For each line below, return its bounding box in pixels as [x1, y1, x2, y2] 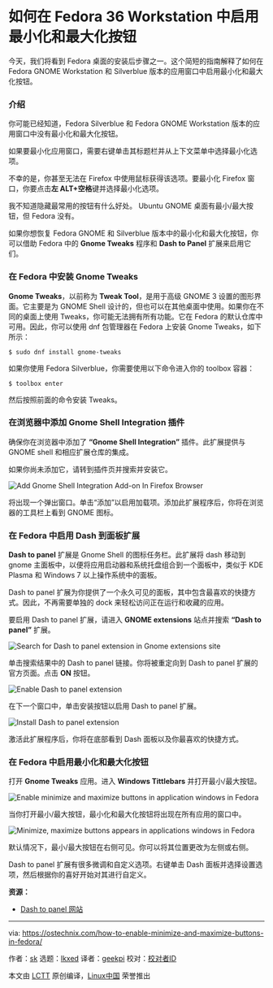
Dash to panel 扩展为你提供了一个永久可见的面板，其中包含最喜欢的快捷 [8, 587, 249, 597]
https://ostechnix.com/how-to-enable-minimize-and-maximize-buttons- [22, 928, 264, 938]
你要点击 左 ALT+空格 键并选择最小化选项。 [22, 184, 164, 193]
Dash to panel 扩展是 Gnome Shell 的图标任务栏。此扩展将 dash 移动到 [8, 550, 246, 560]
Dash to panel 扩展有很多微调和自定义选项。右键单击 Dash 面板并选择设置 [8, 860, 256, 869]
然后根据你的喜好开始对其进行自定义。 [22, 870, 151, 880]
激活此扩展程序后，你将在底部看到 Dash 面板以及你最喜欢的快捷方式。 [8, 734, 244, 744]
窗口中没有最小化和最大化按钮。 [15, 129, 123, 139]
